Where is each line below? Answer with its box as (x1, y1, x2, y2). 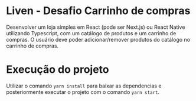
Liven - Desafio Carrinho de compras (6, 4, 191, 18)
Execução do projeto (6, 63, 109, 76)
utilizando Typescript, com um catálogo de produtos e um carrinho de (6, 29, 177, 36)
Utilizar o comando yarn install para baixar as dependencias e (6, 82, 162, 89)
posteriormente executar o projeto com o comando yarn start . (6, 88, 160, 95)
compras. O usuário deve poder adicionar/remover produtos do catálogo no (6, 36, 191, 43)
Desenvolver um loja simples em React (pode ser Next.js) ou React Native (6, 23, 185, 31)
